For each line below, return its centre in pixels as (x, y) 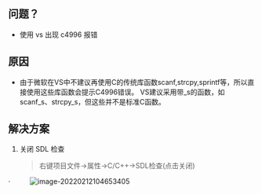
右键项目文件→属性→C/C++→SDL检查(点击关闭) (117, 166)
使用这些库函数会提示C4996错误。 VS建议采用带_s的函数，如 (126, 92)
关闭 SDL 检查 (42, 149)
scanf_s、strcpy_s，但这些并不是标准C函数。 (93, 101)
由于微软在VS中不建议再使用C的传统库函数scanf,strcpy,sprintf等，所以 (133, 82)
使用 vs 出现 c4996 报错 (58, 35)
